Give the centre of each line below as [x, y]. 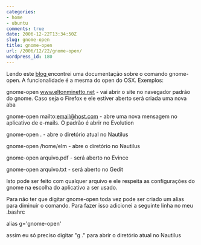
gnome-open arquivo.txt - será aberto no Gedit [65, 169]
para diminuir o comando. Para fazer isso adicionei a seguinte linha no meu [100, 205]
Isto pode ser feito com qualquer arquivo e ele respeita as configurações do [101, 181]
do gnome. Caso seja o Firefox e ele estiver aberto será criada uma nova [97, 98]
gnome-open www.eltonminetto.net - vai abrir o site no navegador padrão [98, 91]
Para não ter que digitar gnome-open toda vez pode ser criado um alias [95, 199]
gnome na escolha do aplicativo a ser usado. [62, 187]
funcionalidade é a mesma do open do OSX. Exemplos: [95, 80]
